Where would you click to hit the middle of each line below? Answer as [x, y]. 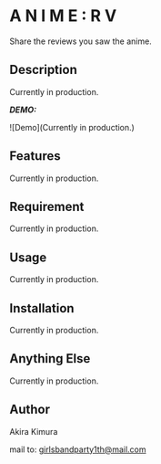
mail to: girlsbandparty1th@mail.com [78, 449]
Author [30, 410]
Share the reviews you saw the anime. [80, 41]
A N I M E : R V [63, 16]
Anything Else [50, 359]
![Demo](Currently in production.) [72, 127]
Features [35, 156]
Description [43, 70]
